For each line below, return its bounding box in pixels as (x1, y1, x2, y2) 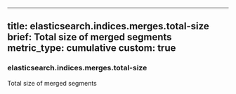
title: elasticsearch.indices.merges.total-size (7, 20, 209, 32)
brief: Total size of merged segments (7, 31, 172, 43)
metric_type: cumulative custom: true (7, 42, 176, 54)
